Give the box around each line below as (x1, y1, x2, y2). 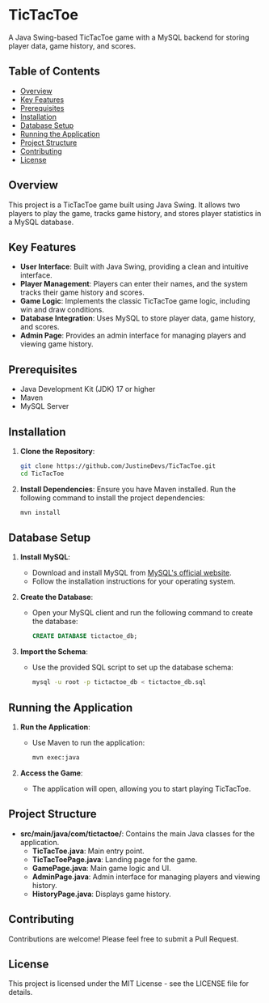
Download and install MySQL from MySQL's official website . (32, 568, 232, 578)
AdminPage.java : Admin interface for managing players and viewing (32, 872, 261, 882)
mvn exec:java (32, 754, 80, 762)
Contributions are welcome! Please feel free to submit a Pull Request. (8, 933, 239, 944)
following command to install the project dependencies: (19, 492, 205, 503)
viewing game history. (19, 339, 95, 349)
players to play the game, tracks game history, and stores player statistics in (8, 208, 262, 218)
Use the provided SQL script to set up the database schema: (32, 662, 234, 673)
